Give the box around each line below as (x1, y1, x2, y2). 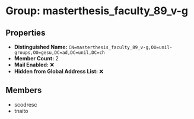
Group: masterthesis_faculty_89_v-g (5, 4, 188, 18)
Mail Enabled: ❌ (14, 61, 55, 68)
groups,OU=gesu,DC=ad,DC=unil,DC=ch (14, 50, 105, 56)
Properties (5, 28, 46, 38)
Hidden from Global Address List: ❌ (14, 68, 104, 75)
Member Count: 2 (14, 55, 59, 62)
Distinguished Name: (14, 43, 68, 50)
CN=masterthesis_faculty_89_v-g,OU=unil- (68, 44, 173, 50)
